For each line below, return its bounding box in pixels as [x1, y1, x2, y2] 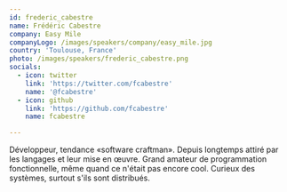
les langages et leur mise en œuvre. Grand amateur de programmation [9, 154, 267, 164]
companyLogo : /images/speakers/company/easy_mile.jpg [9, 37, 213, 47]
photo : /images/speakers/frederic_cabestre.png [9, 54, 189, 63]
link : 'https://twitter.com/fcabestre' [25, 79, 173, 88]
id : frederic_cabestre [9, 12, 93, 22]
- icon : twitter [17, 71, 77, 80]
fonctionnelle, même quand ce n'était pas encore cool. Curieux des [9, 164, 256, 174]
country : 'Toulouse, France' [9, 46, 117, 55]
